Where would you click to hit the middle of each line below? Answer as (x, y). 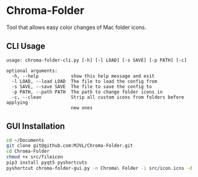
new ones (82, 108)
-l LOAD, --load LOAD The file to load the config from (85, 81)
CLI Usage (26, 46)
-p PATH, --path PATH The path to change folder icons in (87, 92)
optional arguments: (32, 71)
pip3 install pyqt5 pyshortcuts (47, 163)
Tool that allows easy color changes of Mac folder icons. (76, 27)
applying (17, 102)
